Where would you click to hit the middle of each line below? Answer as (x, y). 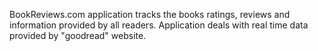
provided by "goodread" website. (78, 35)
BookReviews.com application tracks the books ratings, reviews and (150, 14)
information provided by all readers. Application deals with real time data (159, 25)
